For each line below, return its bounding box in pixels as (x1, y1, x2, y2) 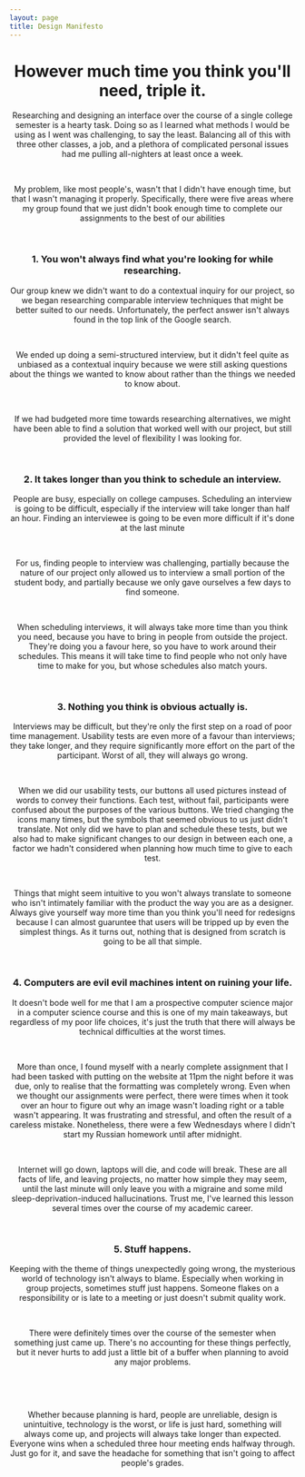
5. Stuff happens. (113, 1243, 192, 1255)
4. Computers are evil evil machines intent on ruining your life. (12, 977, 293, 990)
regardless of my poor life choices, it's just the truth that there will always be (9, 1016, 296, 1027)
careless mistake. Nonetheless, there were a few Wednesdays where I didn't (9, 1118, 296, 1130)
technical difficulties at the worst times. (78, 1026, 227, 1037)
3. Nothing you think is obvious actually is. (56, 700, 249, 713)
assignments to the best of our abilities (80, 212, 225, 223)
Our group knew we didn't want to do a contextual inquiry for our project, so (10, 285, 295, 296)
